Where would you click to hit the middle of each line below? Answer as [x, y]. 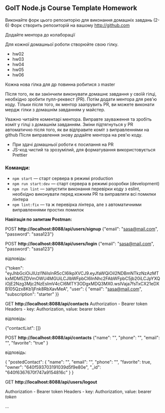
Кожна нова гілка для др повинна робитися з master [60, 84]
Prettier [20, 155]
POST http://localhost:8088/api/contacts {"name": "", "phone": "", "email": [82, 338]
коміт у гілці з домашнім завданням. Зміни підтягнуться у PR [69, 124]
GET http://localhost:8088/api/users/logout [51, 382]
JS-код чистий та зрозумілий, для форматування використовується [84, 149]
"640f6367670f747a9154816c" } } [39, 373]
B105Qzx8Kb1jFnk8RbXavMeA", [37, 289]
